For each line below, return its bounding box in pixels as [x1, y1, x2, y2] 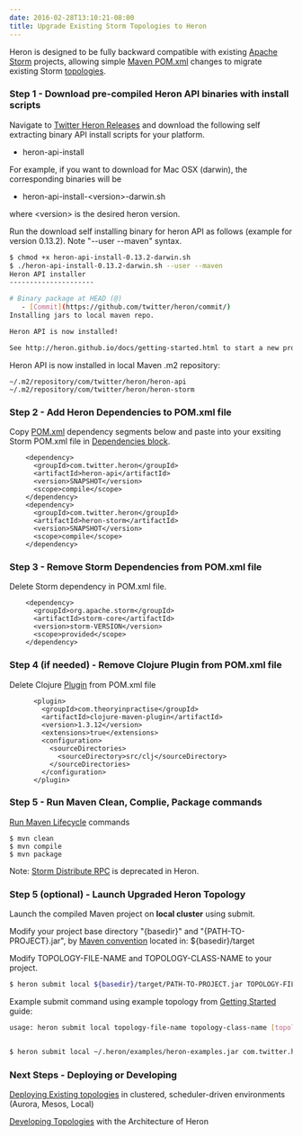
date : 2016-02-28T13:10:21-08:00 [9, 13, 135, 23]
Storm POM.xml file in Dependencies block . [9, 436, 171, 446]
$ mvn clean [9, 834, 54, 843]
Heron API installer [9, 269, 87, 279]
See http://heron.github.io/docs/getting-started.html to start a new [9, 343, 280, 352]
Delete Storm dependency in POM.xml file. [9, 582, 167, 592]
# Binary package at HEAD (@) [9, 294, 123, 303]
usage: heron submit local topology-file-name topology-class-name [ [9, 1023, 276, 1032]
